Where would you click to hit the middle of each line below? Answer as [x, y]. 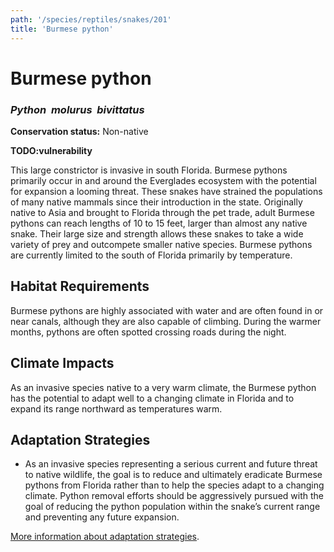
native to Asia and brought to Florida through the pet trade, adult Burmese [162, 212]
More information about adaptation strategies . [105, 537]
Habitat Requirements [80, 286]
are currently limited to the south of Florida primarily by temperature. [151, 255]
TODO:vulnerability [51, 150]
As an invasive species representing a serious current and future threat [171, 464]
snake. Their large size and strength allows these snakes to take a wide [157, 233]
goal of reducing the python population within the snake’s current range [172, 507]
